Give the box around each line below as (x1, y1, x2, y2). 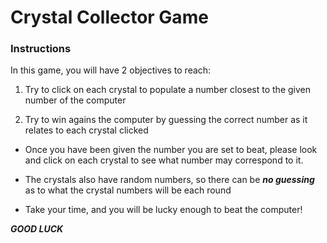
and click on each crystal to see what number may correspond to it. (24, 154, 304, 166)
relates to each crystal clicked (24, 124, 149, 136)
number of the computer (24, 94, 127, 106)
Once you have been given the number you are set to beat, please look (24, 144, 318, 156)
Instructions (10, 42, 72, 56)
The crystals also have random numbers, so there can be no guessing (24, 174, 315, 186)
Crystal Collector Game (10, 6, 209, 29)
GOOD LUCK (10, 223, 64, 235)
